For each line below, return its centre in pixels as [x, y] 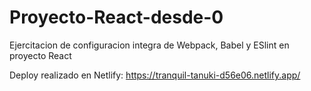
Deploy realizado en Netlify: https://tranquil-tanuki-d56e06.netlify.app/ [155, 75]
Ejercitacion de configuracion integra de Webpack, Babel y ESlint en [149, 45]
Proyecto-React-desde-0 [116, 17]
